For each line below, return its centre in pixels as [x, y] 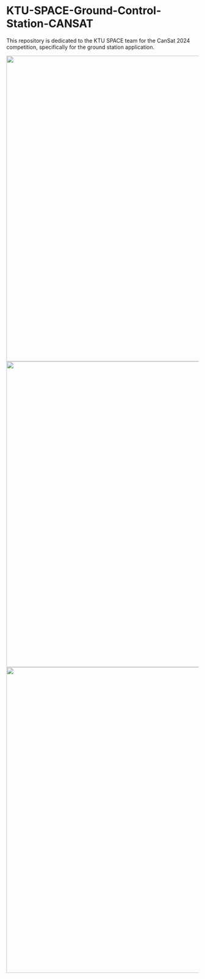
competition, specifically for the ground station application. [81, 47]
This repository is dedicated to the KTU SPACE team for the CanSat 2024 [98, 40]
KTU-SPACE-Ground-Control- [84, 11]
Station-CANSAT [50, 24]
